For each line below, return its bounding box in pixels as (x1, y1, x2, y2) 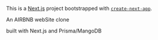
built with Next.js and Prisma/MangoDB (6, 27, 102, 34)
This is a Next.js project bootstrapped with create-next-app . (6, 5, 153, 12)
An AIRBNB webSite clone (6, 16, 70, 23)
